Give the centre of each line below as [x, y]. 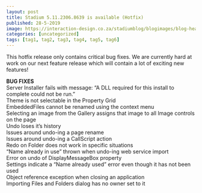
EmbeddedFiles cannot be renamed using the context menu [80, 107]
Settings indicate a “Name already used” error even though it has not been [99, 164]
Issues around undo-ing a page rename [55, 132]
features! [17, 69]
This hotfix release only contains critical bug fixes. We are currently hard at [99, 57]
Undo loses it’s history [34, 126]
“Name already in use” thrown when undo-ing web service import [87, 152]
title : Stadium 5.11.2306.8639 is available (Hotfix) [75, 17]
